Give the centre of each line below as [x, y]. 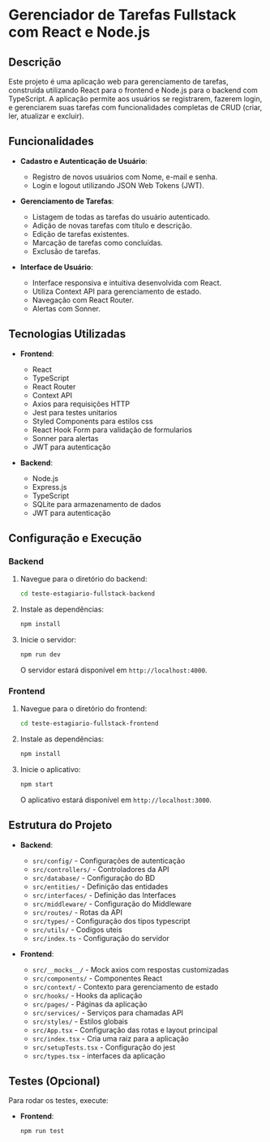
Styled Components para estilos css [92, 421]
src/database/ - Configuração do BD [94, 878]
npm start [37, 784]
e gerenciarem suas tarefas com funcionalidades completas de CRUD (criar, [135, 107]
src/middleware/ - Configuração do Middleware [112, 904]
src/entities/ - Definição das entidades [100, 887]
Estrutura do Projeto [60, 825]
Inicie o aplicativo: [50, 769]
